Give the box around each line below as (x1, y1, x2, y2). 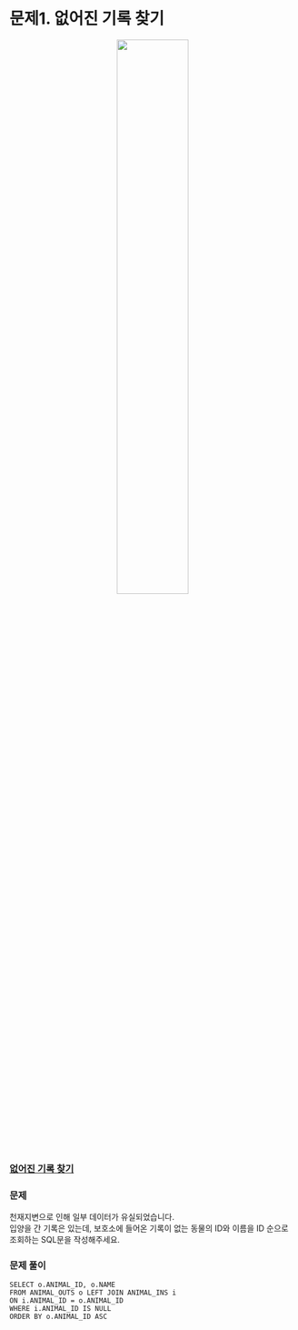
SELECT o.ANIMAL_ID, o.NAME (9, 1280, 116, 1290)
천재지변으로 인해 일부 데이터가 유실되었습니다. (9, 1212, 175, 1223)
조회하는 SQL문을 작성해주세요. (9, 1234, 121, 1245)
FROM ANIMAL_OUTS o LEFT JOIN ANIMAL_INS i (9, 1288, 177, 1297)
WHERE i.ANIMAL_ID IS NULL (9, 1305, 112, 1314)
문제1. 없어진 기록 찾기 (9, 8, 165, 29)
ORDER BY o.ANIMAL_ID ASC (9, 1312, 107, 1322)
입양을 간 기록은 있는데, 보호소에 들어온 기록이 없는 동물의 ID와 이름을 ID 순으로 (9, 1223, 289, 1234)
